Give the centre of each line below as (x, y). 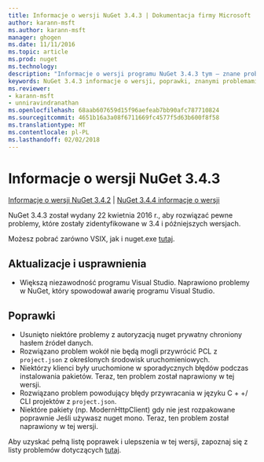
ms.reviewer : (29, 88)
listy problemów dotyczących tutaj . (65, 450)
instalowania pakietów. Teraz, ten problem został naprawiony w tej (127, 376)
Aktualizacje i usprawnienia (77, 264)
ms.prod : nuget (33, 60)
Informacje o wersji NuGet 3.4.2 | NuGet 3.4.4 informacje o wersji (114, 200)
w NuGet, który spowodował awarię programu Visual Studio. (117, 291)
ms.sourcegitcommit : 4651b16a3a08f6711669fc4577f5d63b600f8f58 (114, 118)
